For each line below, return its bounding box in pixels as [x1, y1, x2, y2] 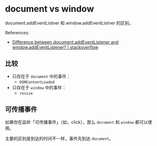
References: [5, 30, 29, 35]
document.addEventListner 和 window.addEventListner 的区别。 [5, 20, 134, 26]
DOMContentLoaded [19, 80, 55, 84]
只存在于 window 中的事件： [12, 84, 67, 90]
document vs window [5, 3, 94, 15]
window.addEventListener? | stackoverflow [12, 44, 98, 50]
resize [19, 91, 33, 96]
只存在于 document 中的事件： [12, 73, 71, 79]
